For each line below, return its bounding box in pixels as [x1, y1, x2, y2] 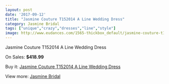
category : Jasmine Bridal [5, 21, 59, 26]
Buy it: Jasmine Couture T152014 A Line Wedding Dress [5, 63, 121, 69]
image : [5, 30, 19, 35]
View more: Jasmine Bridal [5, 73, 61, 79]
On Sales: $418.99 [5, 54, 44, 60]
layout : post [5, 7, 33, 12]
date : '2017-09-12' [5, 12, 46, 17]
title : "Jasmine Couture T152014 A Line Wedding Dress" [5, 16, 125, 21]
